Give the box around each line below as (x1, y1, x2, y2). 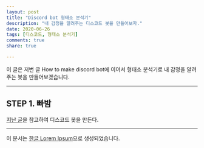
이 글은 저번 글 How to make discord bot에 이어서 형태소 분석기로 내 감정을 (6, 65, 186, 73)
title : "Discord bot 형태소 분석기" (6, 15, 92, 21)
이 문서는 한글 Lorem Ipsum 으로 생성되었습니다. (6, 135, 120, 142)
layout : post (6, 9, 39, 15)
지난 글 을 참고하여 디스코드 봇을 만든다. (6, 116, 99, 123)
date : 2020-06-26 (6, 26, 50, 32)
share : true (6, 43, 36, 49)
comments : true (6, 37, 45, 43)
